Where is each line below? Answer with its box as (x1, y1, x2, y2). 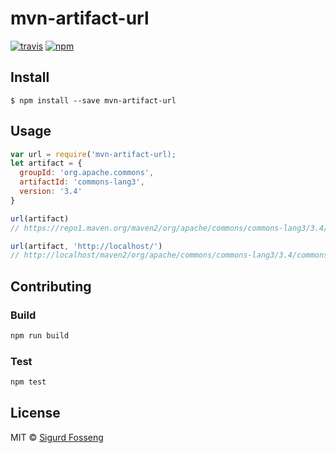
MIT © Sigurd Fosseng (10, 431, 104, 443)
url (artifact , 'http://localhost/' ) (10, 241, 163, 251)
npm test (10, 377, 47, 387)
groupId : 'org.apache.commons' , (19, 168, 155, 178)
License (10, 405, 61, 422)
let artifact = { (10, 158, 83, 169)
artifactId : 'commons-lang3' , (19, 177, 145, 187)
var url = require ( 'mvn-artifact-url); (10, 149, 177, 159)
